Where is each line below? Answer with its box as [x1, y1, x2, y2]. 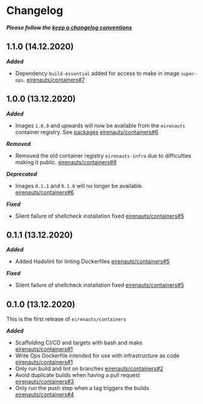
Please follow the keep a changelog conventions [6, 24, 132, 31]
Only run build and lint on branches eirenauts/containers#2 [15, 365, 163, 372]
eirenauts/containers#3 [15, 378, 74, 385]
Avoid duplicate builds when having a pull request [15, 372, 140, 379]
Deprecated [6, 170, 37, 178]
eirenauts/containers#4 [15, 391, 74, 399]
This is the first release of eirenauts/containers [6, 316, 127, 323]
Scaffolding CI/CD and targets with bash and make [15, 339, 143, 347]
